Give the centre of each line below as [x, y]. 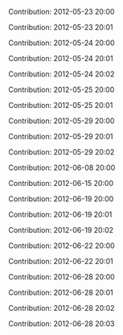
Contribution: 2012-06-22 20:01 [61, 261]
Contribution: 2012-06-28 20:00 [61, 277]
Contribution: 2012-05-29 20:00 [61, 121]
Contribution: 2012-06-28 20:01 [61, 292]
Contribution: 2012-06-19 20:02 [61, 230]
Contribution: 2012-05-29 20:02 [61, 152]
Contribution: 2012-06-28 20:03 [61, 324]
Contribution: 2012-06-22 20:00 [61, 246]
